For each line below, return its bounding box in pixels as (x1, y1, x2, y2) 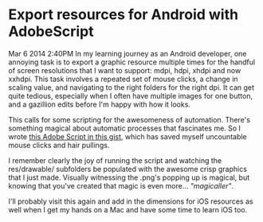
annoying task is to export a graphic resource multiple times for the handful (8, 57, 256, 67)
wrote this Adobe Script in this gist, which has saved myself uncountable (8, 131, 247, 141)
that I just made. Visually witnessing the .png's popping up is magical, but (8, 173, 250, 182)
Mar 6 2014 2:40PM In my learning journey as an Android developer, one (8, 49, 247, 58)
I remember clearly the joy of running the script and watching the (8, 155, 222, 165)
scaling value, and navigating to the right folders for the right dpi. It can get (8, 82, 255, 92)
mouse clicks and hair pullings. (8, 140, 110, 150)
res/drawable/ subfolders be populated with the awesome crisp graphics (8, 164, 247, 173)
